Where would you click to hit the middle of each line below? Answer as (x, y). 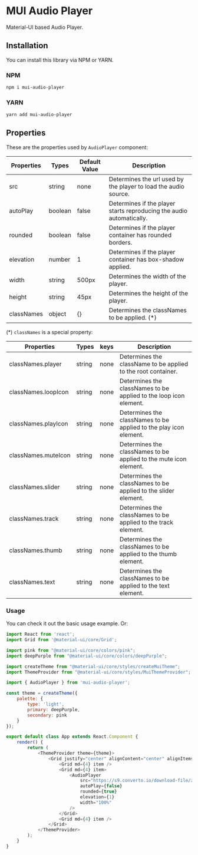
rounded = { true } (98, 792)
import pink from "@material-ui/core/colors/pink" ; (71, 650)
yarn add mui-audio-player (39, 115)
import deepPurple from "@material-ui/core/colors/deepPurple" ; (87, 656)
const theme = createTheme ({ (42, 694)
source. (119, 194)
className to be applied (154, 364)
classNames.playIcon (39, 424)
